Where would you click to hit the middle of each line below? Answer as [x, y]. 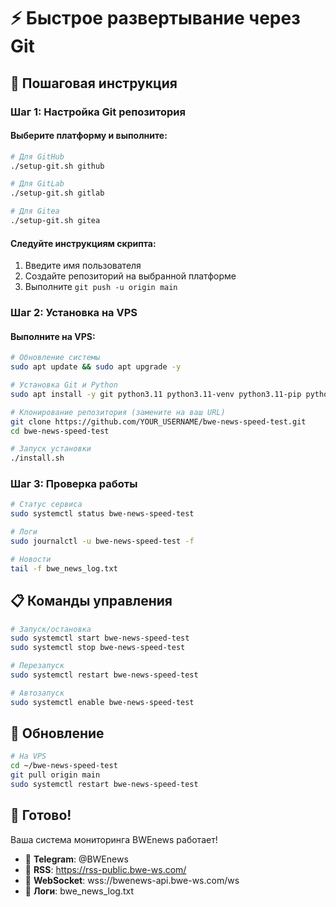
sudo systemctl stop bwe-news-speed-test [98, 648]
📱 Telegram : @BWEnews [76, 859]
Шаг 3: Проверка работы [74, 484]
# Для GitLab [37, 184]
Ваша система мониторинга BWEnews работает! [114, 839]
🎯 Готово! [41, 815]
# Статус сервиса [46, 505]
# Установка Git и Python [64, 385]
